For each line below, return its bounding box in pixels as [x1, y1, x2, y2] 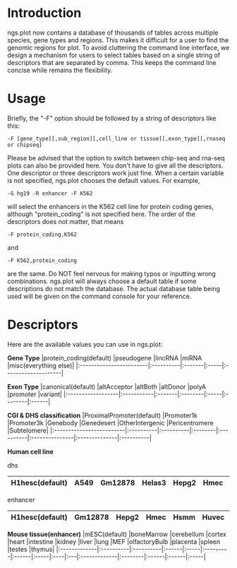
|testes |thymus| [7, 545, 55, 553]
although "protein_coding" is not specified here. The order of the [7, 210, 196, 218]
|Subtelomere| [7, 426, 49, 434]
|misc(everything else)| [7, 361, 75, 369]
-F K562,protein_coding [7, 256, 78, 264]
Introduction [7, 5, 82, 21]
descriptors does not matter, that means [7, 217, 124, 225]
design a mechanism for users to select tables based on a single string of [7, 51, 221, 59]
